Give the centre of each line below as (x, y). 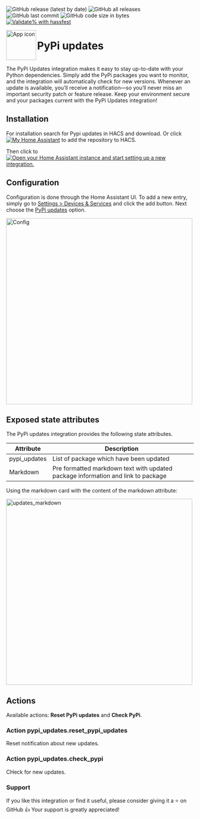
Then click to (22, 151)
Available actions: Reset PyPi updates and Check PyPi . (74, 715)
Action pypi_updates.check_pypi (55, 759)
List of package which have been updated (111, 459)
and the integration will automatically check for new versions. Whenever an (98, 81)
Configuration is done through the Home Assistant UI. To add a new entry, (97, 197)
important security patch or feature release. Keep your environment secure (98, 94)
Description (121, 449)
